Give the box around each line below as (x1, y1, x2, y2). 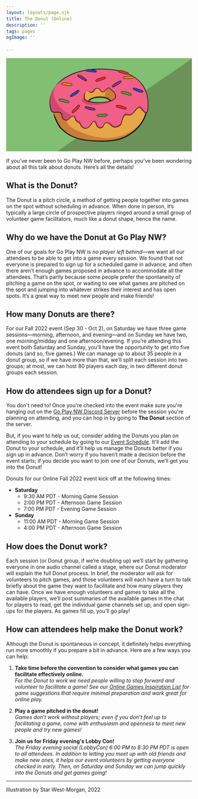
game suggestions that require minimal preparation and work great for (14, 690, 187, 697)
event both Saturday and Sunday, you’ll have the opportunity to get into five (6, 344, 190, 351)
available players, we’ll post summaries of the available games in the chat (6, 595, 184, 602)
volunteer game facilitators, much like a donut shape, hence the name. (6, 215, 177, 222)
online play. (14, 695, 43, 703)
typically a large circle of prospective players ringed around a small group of (6, 209, 192, 216)
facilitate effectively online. (14, 671, 84, 678)
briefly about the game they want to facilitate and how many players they (6, 582, 183, 589)
